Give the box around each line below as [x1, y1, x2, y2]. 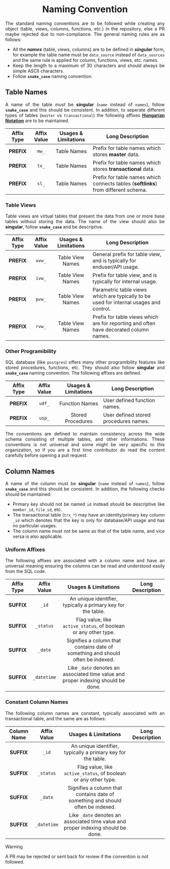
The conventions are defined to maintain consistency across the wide [5, 431, 165, 437]
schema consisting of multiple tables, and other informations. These [5, 436, 165, 442]
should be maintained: [5, 491, 52, 497]
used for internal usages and [92, 299, 161, 306]
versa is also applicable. [12, 533, 63, 539]
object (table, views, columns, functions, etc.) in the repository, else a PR [5, 25, 165, 31]
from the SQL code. [5, 568, 47, 574]
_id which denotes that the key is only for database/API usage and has [12, 517, 165, 523]
